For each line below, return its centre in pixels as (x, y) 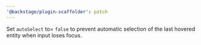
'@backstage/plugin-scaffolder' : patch (57, 12)
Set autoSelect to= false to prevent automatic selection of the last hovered (101, 29)
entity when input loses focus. (44, 35)
